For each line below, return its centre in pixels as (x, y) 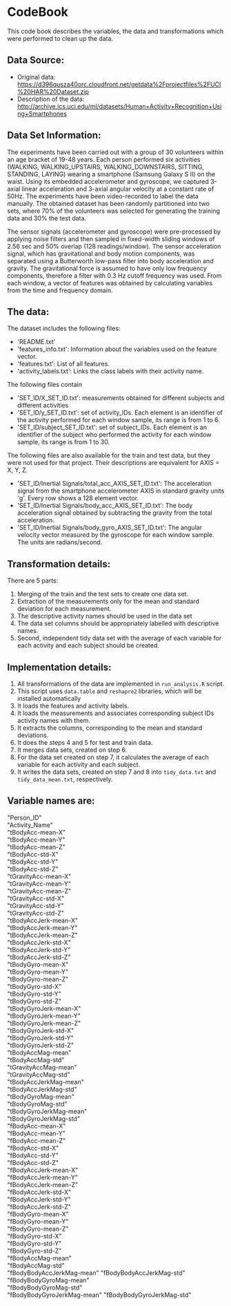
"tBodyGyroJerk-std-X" (41, 1030)
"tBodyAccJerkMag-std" (42, 1089)
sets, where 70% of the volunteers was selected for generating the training (114, 211)
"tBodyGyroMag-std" (37, 1104)
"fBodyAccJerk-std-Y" (39, 1199)
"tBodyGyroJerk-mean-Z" (44, 1023)
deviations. (33, 735)
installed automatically (49, 698)
